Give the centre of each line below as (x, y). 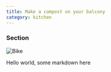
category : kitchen (29, 17)
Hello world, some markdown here (48, 62)
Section (18, 38)
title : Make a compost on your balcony (56, 12)
